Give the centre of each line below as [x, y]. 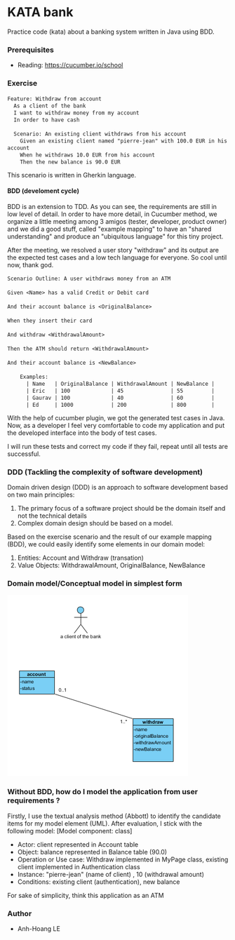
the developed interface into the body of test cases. [82, 433]
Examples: [34, 377]
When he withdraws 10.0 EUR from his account [88, 155]
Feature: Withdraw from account [54, 99]
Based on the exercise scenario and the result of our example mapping [109, 537]
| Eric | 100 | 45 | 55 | [120, 391]
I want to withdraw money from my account [76, 113]
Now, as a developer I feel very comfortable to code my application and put [116, 425]
